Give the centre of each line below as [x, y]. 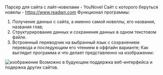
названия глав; [28, 27]
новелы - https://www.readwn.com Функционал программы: [68, 12]
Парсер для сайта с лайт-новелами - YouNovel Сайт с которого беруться [82, 7]
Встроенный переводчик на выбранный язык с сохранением [76, 42]
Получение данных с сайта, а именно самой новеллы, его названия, [84, 22]
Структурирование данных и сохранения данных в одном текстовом [84, 32]
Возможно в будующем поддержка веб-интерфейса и [96, 62]
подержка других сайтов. [32, 67]
